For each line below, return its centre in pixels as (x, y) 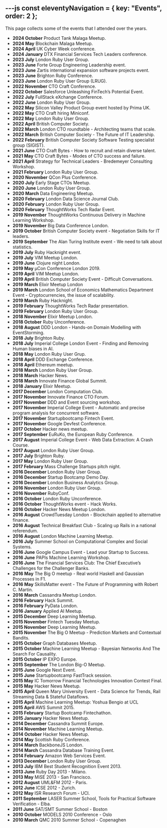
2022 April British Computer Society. (51, 123)
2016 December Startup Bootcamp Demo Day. (61, 477)
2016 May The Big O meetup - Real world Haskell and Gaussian (78, 574)
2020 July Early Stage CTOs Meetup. (51, 182)
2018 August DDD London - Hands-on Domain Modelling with (77, 327)
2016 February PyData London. (45, 606)
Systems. (22, 547)
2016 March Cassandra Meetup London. (54, 595)
